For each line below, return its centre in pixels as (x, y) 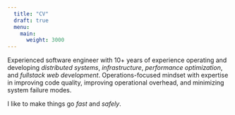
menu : (22, 27)
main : (28, 34)
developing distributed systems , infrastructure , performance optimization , (115, 68)
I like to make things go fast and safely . (64, 104)
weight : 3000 (45, 40)
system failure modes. (40, 90)
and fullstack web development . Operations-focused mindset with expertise (118, 75)
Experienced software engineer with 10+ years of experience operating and (117, 60)
